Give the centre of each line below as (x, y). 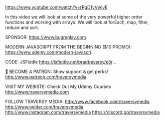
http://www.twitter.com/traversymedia (44, 107)
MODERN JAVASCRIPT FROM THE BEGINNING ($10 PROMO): (69, 47)
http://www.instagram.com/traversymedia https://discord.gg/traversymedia (82, 112)
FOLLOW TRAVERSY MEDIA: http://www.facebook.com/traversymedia (77, 101)
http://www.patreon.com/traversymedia (46, 77)
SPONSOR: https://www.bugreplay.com (46, 37)
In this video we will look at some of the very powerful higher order (74, 17)
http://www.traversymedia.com (37, 92)
